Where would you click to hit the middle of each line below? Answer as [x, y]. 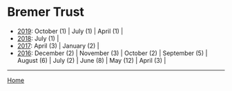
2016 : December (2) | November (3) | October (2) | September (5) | [112, 53]
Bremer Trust [46, 12]
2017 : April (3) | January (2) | [58, 45]
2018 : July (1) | [38, 38]
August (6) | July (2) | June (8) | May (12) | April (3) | [91, 60]
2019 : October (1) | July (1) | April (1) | [70, 31]
